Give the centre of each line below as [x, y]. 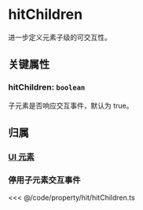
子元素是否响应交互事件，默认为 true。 [71, 105]
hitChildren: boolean [47, 87]
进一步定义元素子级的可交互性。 [60, 37]
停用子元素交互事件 [44, 180]
